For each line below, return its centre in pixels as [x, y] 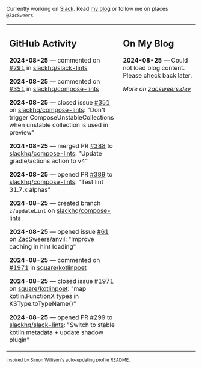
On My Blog [148, 43]
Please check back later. [158, 75]
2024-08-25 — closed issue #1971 [62, 281]
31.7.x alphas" [30, 189]
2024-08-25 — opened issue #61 [59, 231]
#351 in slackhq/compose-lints [54, 88]
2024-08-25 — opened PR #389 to [61, 174]
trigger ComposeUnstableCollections [62, 117]
